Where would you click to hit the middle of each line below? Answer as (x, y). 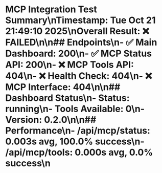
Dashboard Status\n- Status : (67, 98)
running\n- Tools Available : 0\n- (75, 109)
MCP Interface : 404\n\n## (63, 87)
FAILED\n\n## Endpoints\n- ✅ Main (81, 42)
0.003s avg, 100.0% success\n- (75, 142)
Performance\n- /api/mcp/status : (78, 131)
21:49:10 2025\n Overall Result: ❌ (77, 31)
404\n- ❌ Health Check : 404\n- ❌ (79, 76)
